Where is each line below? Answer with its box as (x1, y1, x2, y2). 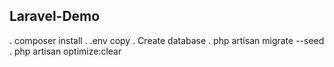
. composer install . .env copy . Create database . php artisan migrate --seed (9, 34, 325, 46)
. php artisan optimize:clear (9, 45, 122, 57)
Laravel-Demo (9, 8, 101, 25)
